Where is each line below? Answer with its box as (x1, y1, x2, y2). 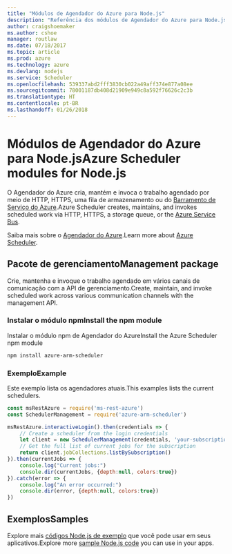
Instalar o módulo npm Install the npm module (7, 315, 162, 325)
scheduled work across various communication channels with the (7, 291, 194, 299)
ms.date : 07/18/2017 (7, 42, 67, 49)
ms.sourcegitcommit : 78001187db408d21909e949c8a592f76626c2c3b (7, 87, 193, 94)
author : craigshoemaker (7, 23, 76, 30)
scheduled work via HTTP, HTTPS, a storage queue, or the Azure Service (7, 210, 216, 218)
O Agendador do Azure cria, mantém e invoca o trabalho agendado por (7, 188, 210, 197)
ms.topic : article (7, 49, 60, 56)
